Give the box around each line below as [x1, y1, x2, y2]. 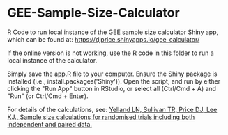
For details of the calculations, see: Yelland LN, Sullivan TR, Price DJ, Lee [7, 105, 218, 113]
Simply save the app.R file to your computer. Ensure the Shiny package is [7, 70, 218, 78]
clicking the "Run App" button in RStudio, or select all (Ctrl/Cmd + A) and [7, 84, 217, 93]
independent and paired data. [7, 120, 93, 128]
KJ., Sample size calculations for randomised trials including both [7, 113, 195, 121]
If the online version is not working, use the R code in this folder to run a [7, 49, 214, 57]
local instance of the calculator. [7, 56, 98, 64]
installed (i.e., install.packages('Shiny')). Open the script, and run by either [7, 77, 221, 85]
